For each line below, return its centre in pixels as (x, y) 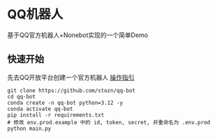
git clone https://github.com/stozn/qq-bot (72, 90)
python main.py (29, 129)
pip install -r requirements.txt (56, 115)
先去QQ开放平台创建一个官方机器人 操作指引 (71, 77)
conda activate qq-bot (40, 109)
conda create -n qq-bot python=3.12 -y (65, 103)
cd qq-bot (22, 96)
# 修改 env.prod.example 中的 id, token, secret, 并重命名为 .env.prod (109, 122)
